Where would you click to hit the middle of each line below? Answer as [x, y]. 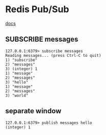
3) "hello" [17, 82]
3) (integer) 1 [21, 69]
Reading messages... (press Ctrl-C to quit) [53, 55]
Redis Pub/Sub [37, 9]
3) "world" [17, 95]
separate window [33, 111]
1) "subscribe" [21, 60]
